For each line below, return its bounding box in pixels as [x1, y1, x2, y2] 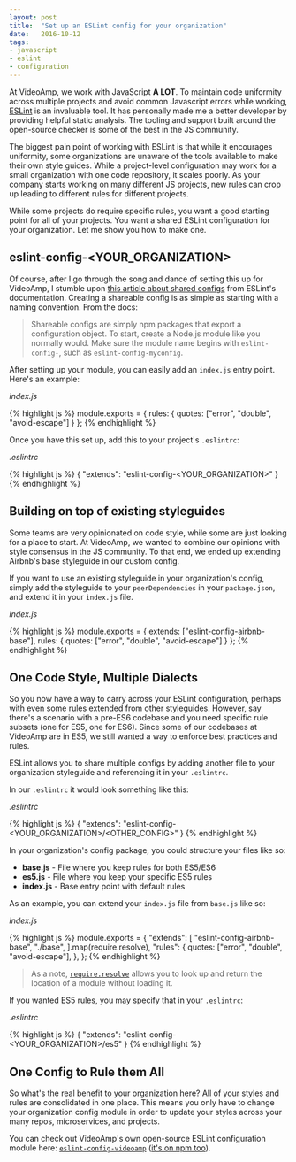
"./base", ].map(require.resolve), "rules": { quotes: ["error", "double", [34, 942, 283, 952]
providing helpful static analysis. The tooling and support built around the [9, 114, 277, 125]
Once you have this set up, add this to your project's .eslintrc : [9, 435, 240, 445]
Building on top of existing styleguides [9, 504, 226, 519]
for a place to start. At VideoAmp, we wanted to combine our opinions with [9, 536, 281, 547]
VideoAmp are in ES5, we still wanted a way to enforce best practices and [9, 731, 277, 742]
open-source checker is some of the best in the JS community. [9, 124, 239, 135]
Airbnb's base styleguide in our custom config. [9, 555, 180, 566]
